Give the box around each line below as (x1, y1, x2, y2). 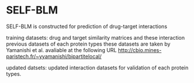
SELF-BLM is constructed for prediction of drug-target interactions (6, 23, 168, 30)
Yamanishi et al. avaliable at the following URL (6, 46, 117, 53)
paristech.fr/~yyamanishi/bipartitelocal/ (6, 53, 102, 60)
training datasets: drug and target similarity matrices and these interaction (6, 34, 185, 41)
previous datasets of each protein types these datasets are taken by (6, 40, 171, 47)
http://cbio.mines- (118, 46, 162, 53)
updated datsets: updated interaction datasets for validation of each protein (6, 64, 189, 71)
